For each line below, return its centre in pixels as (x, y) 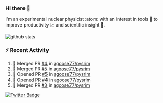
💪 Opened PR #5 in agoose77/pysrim (52, 74)
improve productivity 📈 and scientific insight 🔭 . (55, 25)
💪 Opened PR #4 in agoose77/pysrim (52, 80)
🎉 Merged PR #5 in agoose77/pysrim (51, 69)
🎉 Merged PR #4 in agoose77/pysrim (51, 63)
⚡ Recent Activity (27, 50)
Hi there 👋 (18, 8)
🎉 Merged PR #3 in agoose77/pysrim (51, 85)
